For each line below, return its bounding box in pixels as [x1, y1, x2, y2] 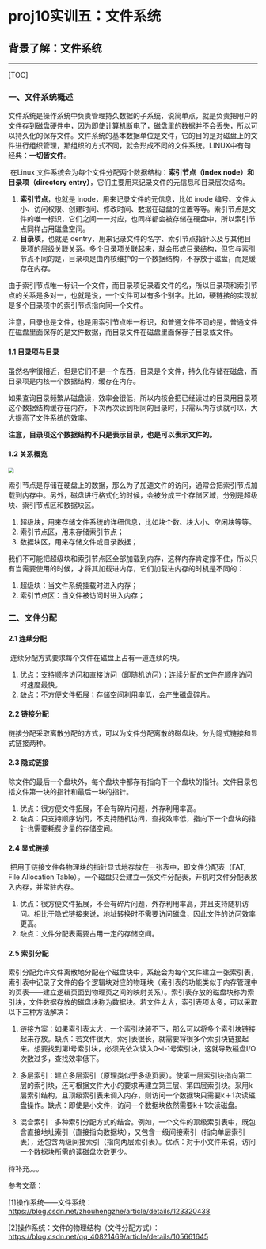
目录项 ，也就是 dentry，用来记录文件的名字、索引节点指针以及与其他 [19, 234, 245, 244]
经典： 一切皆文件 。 [8, 151, 71, 160]
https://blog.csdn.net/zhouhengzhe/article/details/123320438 [8, 1207, 211, 1216]
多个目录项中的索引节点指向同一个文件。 [14, 301, 147, 310]
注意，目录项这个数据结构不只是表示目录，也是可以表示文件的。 [8, 429, 216, 439]
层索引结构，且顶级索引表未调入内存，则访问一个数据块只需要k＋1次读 [19, 1090, 249, 1100]
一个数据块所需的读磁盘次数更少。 [19, 1147, 131, 1157]
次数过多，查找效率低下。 [19, 1054, 104, 1063]
